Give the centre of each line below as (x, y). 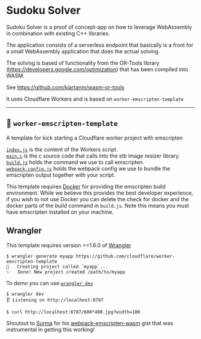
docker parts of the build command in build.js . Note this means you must (98, 205)
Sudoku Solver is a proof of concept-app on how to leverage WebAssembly (99, 27)
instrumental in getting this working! (51, 329)
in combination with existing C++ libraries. (58, 33)
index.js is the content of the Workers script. (62, 149)
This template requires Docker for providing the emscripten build (86, 186)
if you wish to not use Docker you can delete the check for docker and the (98, 199)
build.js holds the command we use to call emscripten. (75, 162)
